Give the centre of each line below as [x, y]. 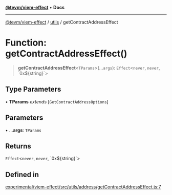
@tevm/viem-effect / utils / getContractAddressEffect [62, 22]
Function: [26, 43]
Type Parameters [33, 89]
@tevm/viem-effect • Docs [35, 7]
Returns [18, 146]
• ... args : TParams [24, 130]
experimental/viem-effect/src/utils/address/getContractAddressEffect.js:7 [83, 187]
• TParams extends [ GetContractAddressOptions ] [57, 101]
